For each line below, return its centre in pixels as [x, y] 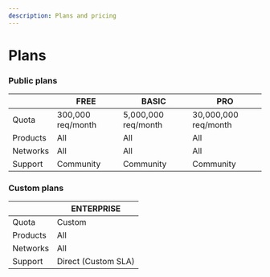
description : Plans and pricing [62, 16]
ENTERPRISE [96, 209]
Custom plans [36, 188]
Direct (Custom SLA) [96, 262]
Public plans [33, 80]
